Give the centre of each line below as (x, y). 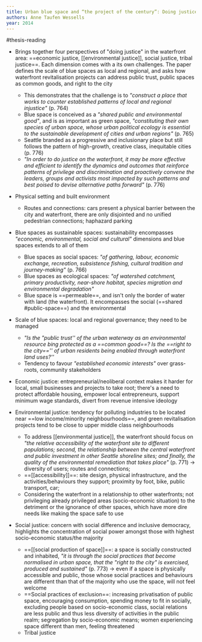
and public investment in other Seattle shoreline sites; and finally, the (109, 456)
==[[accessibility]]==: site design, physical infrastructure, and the (106, 475)
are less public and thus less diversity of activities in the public (101, 614)
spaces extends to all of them (51, 245)
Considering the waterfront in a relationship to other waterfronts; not (109, 495)
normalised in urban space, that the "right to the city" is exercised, (106, 563)
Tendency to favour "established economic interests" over (96, 363)
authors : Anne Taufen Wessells (45, 17)
